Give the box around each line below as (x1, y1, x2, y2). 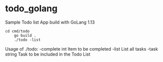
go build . (14, 33, 37, 38)
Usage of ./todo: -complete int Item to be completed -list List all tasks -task (5, 46, 158, 52)
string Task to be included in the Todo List (5, 51, 90, 57)
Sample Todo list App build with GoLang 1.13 (5, 19, 95, 25)
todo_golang (5, 3, 58, 14)
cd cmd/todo (5, 29, 30, 33)
